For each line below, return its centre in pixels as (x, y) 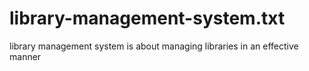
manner (25, 56)
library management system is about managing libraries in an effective (154, 46)
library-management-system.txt (147, 18)
